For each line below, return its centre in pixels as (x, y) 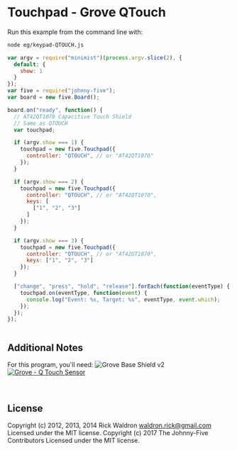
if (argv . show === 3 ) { (49, 241)
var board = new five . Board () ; (54, 97)
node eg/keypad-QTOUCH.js (45, 45)
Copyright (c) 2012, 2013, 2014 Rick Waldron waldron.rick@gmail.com (109, 425)
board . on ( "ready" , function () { (55, 110)
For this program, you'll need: (50, 365)
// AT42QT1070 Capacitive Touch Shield (73, 117)
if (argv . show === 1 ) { (49, 142)
